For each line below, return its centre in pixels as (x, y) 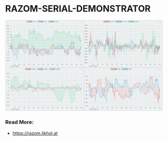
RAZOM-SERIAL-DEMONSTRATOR (78, 9)
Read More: (19, 122)
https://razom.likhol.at (35, 133)
